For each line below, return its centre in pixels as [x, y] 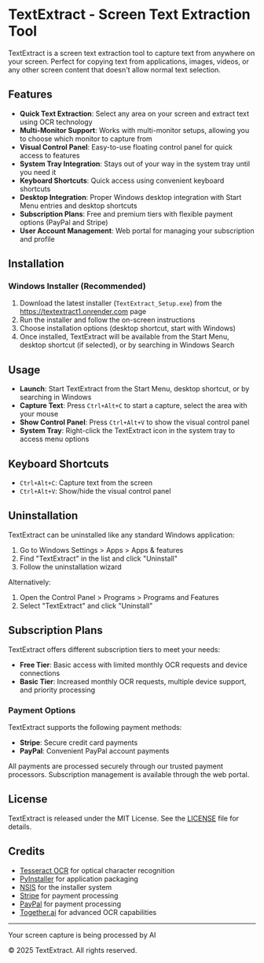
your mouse [39, 414]
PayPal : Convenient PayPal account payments [94, 750]
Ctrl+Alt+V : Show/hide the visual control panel [95, 491]
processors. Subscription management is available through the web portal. [129, 774]
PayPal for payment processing [70, 904]
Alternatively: [29, 582]
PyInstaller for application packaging [79, 879]
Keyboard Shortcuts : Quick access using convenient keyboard [122, 180]
